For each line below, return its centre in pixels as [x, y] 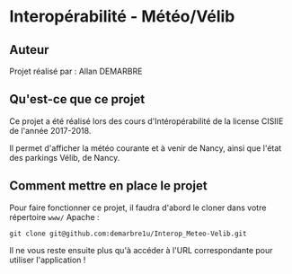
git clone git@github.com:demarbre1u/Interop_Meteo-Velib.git [128, 234]
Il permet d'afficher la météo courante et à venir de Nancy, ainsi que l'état [146, 148]
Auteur [29, 50]
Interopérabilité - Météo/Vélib [122, 17]
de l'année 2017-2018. [50, 130]
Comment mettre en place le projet [109, 186]
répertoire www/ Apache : [55, 217]
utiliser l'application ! [48, 260]
